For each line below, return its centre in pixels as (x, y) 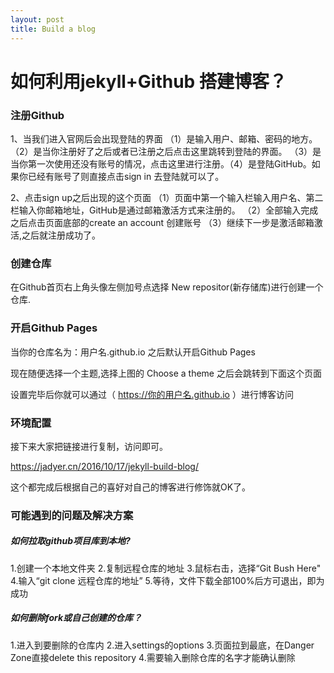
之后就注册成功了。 (61, 235)
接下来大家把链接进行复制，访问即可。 (89, 446)
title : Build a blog (53, 29)
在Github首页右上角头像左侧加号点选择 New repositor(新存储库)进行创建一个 (167, 287)
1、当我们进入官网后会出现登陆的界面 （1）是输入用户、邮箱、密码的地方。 (164, 138)
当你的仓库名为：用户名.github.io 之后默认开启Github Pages (133, 352)
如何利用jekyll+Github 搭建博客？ (148, 81)
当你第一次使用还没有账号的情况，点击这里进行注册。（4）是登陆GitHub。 (161, 163)
